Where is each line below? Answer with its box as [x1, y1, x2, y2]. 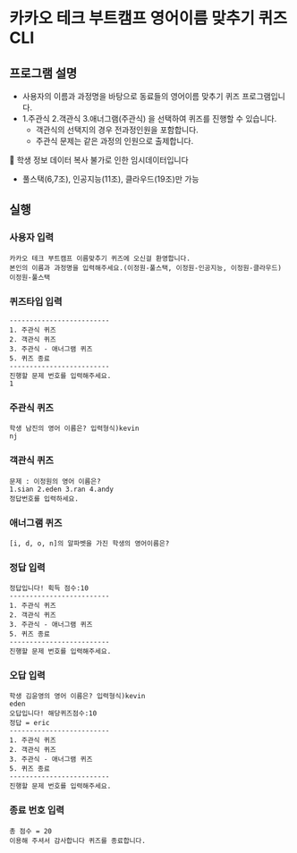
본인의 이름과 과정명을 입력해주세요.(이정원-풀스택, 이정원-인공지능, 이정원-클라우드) [9, 263, 282, 273]
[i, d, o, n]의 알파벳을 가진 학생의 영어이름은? [9, 538, 170, 548]
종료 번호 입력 [9, 804, 65, 816]
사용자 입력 [9, 232, 55, 244]
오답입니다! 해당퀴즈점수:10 [9, 709, 98, 718]
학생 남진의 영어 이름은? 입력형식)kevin [9, 424, 140, 434]
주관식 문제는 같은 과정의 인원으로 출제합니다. [35, 136, 194, 146]
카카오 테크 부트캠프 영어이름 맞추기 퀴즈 [9, 8, 288, 29]
